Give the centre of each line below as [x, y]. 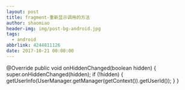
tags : [13, 34]
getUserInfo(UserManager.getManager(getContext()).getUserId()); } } [93, 80]
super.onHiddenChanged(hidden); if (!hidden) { [65, 74]
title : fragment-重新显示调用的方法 [48, 17]
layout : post [23, 12]
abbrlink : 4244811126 [33, 46]
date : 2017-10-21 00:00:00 [40, 51]
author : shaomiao [28, 23]
